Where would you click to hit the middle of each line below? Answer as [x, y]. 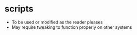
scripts [19, 9]
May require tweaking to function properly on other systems [72, 27]
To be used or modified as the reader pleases [57, 22]
